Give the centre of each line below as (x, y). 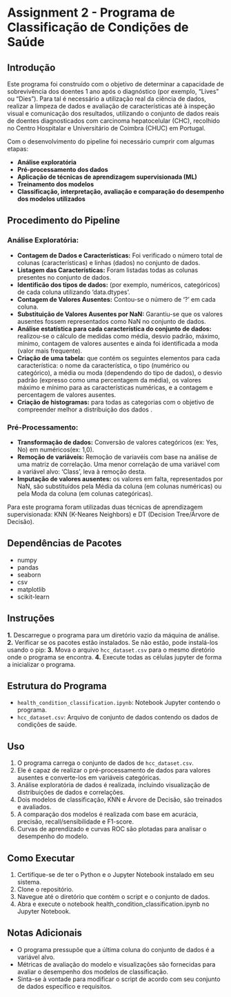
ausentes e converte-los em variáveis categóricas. (89, 777)
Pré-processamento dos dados (62, 170)
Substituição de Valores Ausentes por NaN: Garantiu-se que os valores (120, 314)
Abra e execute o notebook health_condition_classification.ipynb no (113, 904)
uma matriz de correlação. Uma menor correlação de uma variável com (118, 464)
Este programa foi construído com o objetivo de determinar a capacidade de (115, 84)
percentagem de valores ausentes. (67, 394)
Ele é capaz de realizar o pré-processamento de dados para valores (114, 771)
